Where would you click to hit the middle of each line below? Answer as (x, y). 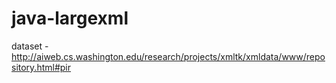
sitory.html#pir (41, 67)
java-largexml (70, 18)
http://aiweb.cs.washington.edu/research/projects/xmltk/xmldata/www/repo (168, 56)
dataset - (30, 46)
